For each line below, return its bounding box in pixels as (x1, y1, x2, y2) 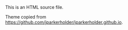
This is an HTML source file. (5, 4, 64, 10)
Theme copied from (5, 14, 46, 19)
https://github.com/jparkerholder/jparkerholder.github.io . (5, 19, 123, 25)
